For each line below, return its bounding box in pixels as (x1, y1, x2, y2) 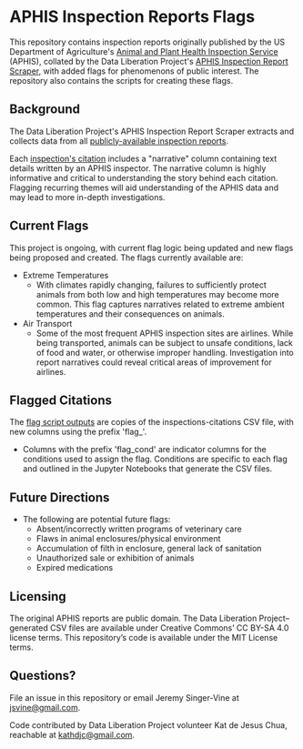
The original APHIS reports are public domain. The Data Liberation (9, 612, 258, 623)
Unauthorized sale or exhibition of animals (35, 552, 195, 563)
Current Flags (9, 218, 89, 234)
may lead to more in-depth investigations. (9, 191, 166, 202)
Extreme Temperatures (22, 269, 109, 280)
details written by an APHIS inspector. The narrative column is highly (9, 162, 267, 174)
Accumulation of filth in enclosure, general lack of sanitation (35, 543, 262, 554)
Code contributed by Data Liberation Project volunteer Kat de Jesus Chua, (9, 719, 288, 730)
